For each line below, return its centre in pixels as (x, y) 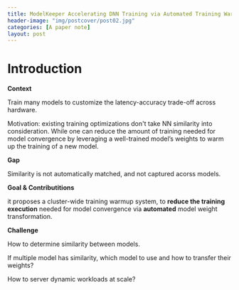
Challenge (23, 230)
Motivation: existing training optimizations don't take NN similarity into (110, 124)
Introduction (45, 69)
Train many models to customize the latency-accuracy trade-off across (112, 102)
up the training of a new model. (53, 146)
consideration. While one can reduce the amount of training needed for (111, 131)
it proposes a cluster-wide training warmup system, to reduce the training (116, 202)
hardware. (22, 110)
